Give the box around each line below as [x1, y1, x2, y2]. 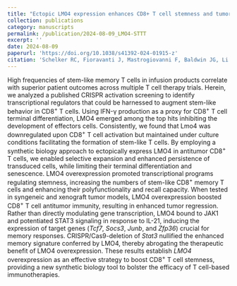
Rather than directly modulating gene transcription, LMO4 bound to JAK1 [7, 209, 219, 218]
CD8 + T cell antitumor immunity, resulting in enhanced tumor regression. [7, 201, 219, 210]
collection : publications [7, 17, 83, 24]
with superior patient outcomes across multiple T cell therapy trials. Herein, [7, 83, 226, 92]
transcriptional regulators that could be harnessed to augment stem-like [7, 98, 217, 107]
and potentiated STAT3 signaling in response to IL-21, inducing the [7, 217, 200, 225]
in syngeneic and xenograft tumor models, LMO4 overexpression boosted [7, 193, 222, 201]
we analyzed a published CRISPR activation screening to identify [7, 90, 195, 99]
